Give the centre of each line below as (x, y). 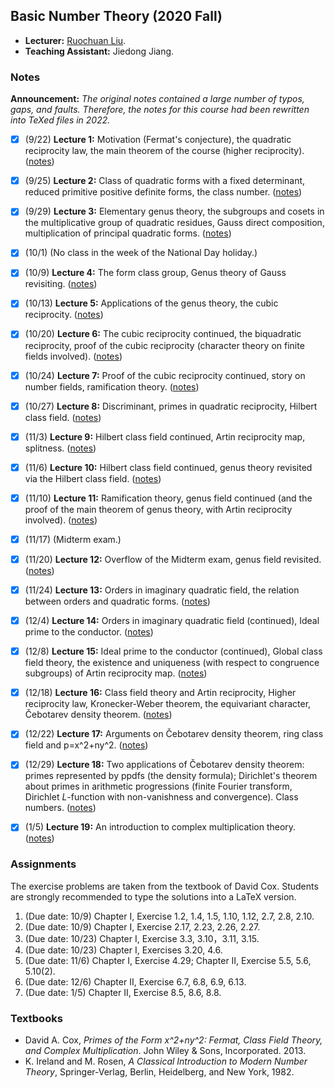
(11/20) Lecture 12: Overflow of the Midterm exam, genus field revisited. (173, 559)
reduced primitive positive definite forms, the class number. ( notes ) (163, 192)
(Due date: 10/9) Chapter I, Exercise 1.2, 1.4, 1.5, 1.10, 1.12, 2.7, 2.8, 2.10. (169, 916)
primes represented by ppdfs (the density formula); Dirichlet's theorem (171, 776)
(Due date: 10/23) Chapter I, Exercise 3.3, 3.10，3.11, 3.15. (142, 938)
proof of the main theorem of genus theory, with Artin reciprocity (158, 509)
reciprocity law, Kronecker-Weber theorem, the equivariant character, (168, 704)
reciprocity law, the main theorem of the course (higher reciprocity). (164, 151)
